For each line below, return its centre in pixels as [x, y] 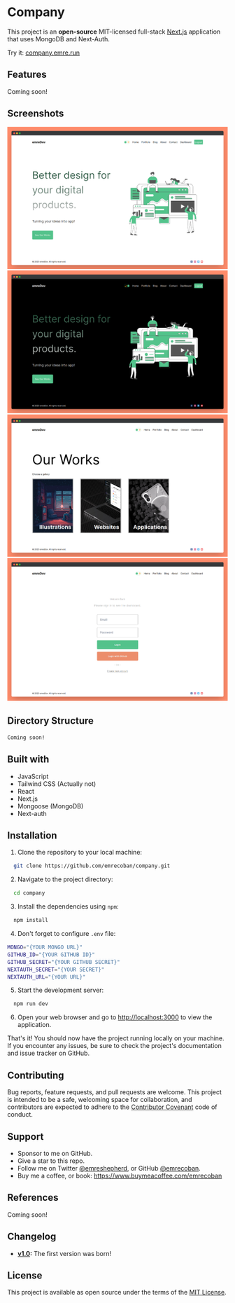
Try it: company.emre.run [44, 53]
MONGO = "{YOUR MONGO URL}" [45, 947]
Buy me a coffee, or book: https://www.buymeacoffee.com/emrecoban [120, 1176]
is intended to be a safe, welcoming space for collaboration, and [100, 1100]
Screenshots [36, 114]
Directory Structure [51, 721]
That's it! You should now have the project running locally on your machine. [116, 1038]
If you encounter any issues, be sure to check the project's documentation [114, 1046]
